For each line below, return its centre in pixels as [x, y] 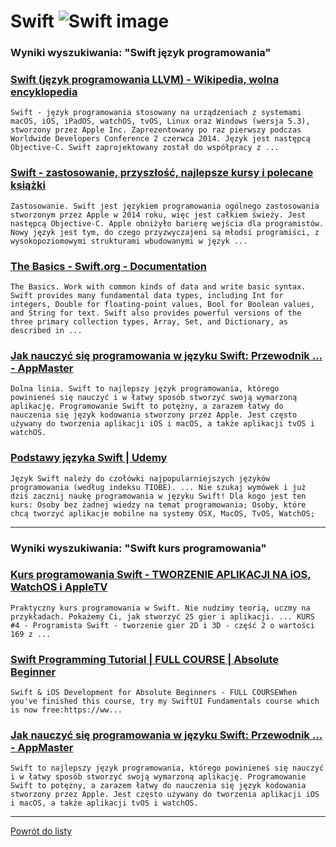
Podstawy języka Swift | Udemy [89, 458]
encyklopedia [44, 92]
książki [28, 185]
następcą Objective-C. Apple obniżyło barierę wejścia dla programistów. [167, 223]
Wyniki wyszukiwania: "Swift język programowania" [141, 53]
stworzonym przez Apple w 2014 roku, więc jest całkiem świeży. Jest [158, 215]
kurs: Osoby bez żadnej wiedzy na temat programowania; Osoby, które [158, 505]
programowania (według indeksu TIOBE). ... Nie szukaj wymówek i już [158, 487]
